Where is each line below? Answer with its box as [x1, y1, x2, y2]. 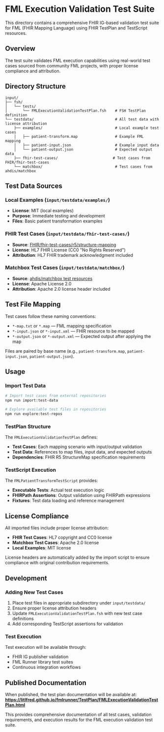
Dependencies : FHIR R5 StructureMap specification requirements [12, 454, 146, 460]
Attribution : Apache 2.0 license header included [12, 286, 110, 292]
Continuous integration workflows [12, 664, 81, 670]
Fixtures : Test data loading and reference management [12, 498, 124, 504]
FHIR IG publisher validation [12, 654, 69, 660]
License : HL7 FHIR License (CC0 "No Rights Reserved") [12, 247, 126, 253]
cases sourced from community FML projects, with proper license [5, 62, 138, 68]
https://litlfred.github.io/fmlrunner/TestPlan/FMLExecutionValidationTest [5, 697, 159, 703]
